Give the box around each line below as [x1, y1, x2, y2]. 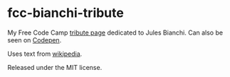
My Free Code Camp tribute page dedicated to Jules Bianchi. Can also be [7, 28, 223, 37]
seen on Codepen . [7, 35, 62, 44]
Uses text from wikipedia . [7, 49, 83, 58]
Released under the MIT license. [7, 63, 103, 71]
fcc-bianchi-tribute [7, 5, 125, 21]
